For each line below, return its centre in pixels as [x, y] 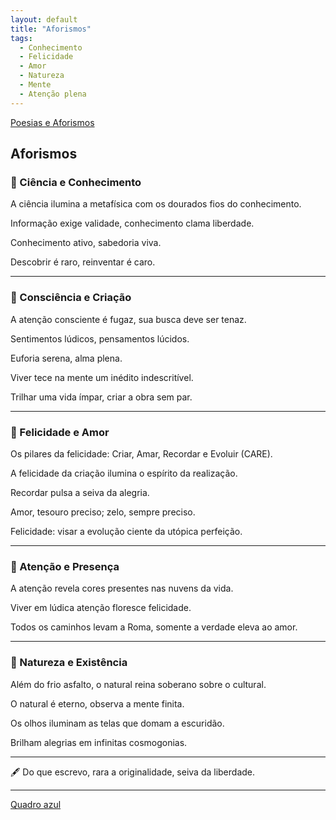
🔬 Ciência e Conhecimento [76, 182]
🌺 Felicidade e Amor [60, 432]
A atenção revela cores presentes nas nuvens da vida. [122, 588]
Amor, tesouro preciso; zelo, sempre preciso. [103, 512]
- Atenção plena [53, 94]
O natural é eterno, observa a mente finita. [97, 703]
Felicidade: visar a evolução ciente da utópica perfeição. [126, 531]
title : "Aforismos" [51, 29]
